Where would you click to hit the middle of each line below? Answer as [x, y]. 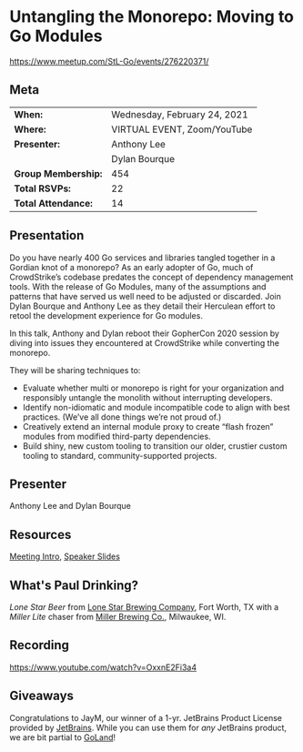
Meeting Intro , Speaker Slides [65, 556]
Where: [30, 129]
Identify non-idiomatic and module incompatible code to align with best [156, 407]
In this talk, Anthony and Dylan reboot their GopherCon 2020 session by [145, 333]
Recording [40, 645]
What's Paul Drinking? [74, 585]
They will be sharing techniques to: [75, 370]
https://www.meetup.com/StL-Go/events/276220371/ [109, 61]
